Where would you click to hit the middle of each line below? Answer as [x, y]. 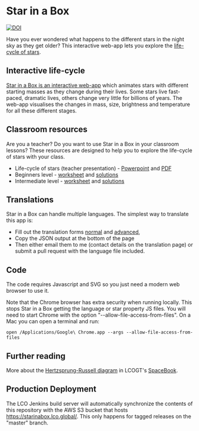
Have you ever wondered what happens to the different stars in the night [95, 39]
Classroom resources [47, 130]
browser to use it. [28, 291]
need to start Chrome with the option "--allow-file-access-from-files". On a [99, 315]
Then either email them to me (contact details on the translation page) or [104, 245]
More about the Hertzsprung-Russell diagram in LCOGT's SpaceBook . [92, 370]
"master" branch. [27, 423]
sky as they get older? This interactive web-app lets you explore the [89, 45]
